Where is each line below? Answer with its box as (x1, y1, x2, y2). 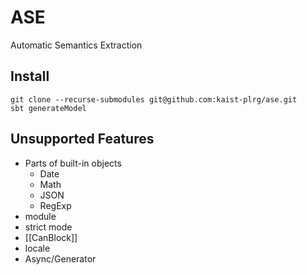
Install (10, 68, 50, 85)
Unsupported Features (10, 131, 155, 148)
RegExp (39, 199, 72, 211)
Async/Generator (24, 252, 97, 265)
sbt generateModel (10, 103, 87, 113)
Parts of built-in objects (24, 157, 122, 169)
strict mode (24, 221, 73, 233)
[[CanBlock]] (24, 231, 78, 243)
